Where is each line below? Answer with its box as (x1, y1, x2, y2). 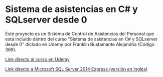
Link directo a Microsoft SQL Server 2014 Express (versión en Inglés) (5, 66, 148, 72)
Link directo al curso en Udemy (5, 56, 70, 62)
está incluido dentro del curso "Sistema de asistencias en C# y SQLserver (5, 36, 158, 42)
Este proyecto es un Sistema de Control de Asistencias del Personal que (5, 30, 154, 36)
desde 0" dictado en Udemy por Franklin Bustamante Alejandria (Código (5, 41, 154, 47)
